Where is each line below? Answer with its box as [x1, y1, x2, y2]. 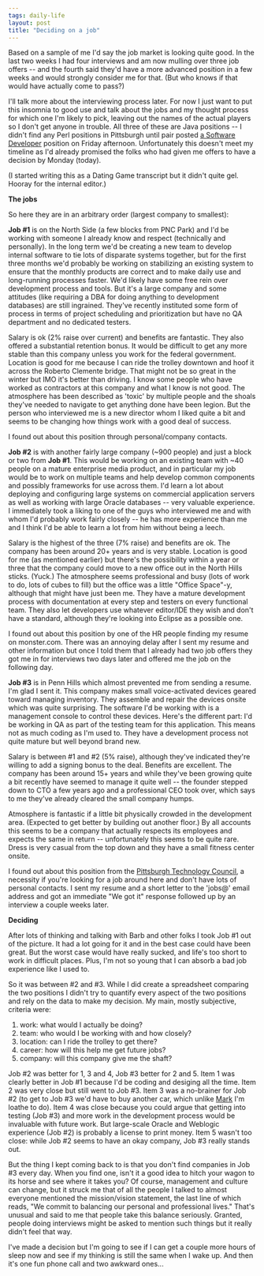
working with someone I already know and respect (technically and [8, 234, 226, 243]
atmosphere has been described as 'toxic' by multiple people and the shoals [8, 392, 256, 401]
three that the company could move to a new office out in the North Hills [8, 563, 243, 573]
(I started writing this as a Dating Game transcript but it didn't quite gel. [8, 171, 239, 180]
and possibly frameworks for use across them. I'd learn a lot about [8, 481, 224, 491]
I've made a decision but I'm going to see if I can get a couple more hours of [8, 1242, 256, 1252]
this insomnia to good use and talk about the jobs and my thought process [8, 105, 249, 115]
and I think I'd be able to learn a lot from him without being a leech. [8, 523, 225, 533]
